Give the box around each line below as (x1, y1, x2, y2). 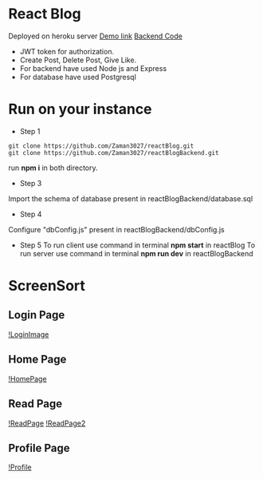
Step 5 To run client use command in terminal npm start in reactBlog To (19, 240, 256, 250)
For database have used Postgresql (19, 72, 137, 81)
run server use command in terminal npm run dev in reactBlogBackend (19, 248, 253, 258)
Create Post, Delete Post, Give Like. (19, 55, 137, 65)
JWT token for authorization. (19, 46, 114, 56)
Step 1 (19, 126, 41, 136)
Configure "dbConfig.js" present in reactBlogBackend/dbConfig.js (8, 224, 225, 234)
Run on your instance (8, 101, 153, 118)
